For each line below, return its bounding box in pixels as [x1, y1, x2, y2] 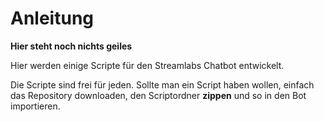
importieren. [10, 100, 61, 112]
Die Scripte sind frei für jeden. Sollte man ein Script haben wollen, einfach [10, 78, 315, 91]
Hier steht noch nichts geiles [10, 40, 133, 52]
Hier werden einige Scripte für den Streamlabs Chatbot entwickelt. [10, 59, 285, 71]
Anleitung [10, 7, 94, 30]
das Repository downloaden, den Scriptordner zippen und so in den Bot [10, 89, 307, 101]
